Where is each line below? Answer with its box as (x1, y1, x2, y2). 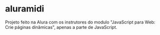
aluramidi (5, 3, 44, 14)
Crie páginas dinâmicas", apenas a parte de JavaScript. (5, 24, 118, 30)
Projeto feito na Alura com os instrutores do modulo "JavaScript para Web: (5, 19, 156, 25)
